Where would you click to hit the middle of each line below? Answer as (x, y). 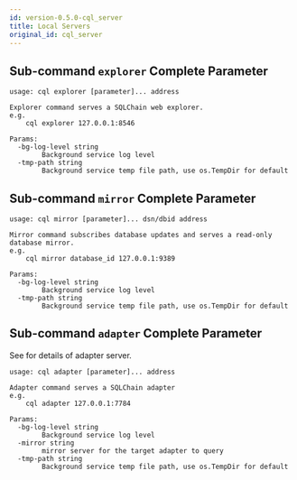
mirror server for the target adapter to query (133, 451)
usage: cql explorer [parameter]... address (94, 92)
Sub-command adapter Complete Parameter (136, 333)
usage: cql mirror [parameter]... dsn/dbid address (108, 219)
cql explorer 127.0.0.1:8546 (80, 124)
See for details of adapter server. (71, 355)
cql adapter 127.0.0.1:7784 (78, 403)
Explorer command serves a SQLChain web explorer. (107, 108)
